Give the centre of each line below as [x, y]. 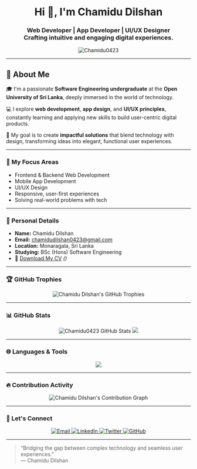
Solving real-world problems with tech [61, 200]
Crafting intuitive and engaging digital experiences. [98, 38]
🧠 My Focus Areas [32, 162]
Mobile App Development [45, 181]
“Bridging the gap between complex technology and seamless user [102, 448]
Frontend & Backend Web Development [62, 175]
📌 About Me [28, 74]
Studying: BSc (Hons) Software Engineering [68, 252]
